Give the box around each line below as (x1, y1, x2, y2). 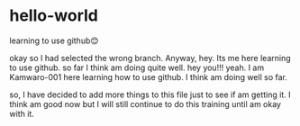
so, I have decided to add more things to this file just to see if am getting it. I (9, 89, 291, 100)
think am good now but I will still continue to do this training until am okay (9, 98, 282, 109)
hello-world (9, 5, 99, 26)
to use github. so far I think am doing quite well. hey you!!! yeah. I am (9, 62, 264, 73)
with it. (9, 108, 34, 119)
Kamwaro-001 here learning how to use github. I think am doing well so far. (9, 71, 288, 82)
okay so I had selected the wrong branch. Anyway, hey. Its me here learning (9, 52, 291, 63)
